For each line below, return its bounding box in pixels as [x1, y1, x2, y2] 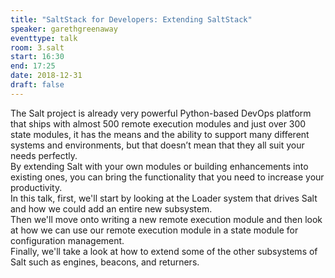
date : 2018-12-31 [10, 71, 83, 81]
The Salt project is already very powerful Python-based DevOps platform [10, 107, 312, 119]
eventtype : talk [10, 33, 78, 43]
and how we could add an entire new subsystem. [10, 202, 213, 215]
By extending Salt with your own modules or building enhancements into [10, 160, 309, 172]
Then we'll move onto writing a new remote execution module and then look [10, 213, 323, 225]
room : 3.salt [10, 42, 65, 53]
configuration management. [10, 234, 125, 246]
